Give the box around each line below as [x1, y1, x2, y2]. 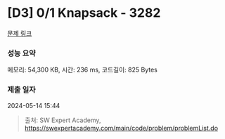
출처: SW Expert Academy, [24, 116, 101, 124]
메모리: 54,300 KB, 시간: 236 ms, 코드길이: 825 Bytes [7, 65, 158, 74]
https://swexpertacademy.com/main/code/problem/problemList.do [24, 124, 219, 132]
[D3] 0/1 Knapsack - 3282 [7, 5, 161, 21]
